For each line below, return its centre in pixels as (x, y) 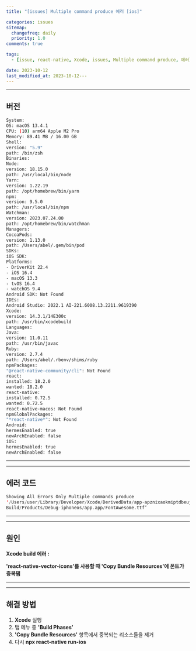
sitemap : (17, 28)
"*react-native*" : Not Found (41, 420)
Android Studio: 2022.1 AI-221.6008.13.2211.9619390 (71, 306)
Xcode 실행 (28, 620)
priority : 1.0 (28, 39)
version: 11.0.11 (27, 338)
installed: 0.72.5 (28, 398)
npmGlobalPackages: (30, 414)
